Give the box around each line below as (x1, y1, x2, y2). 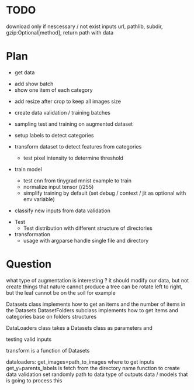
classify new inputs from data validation (14, 207, 111, 214)
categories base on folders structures (6, 313, 97, 320)
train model (14, 165, 42, 172)
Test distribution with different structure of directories (23, 225, 153, 232)
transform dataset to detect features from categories (14, 143, 142, 150)
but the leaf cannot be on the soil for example (6, 289, 116, 296)
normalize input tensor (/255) (23, 183, 94, 190)
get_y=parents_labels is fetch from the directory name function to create (6, 364, 180, 371)
